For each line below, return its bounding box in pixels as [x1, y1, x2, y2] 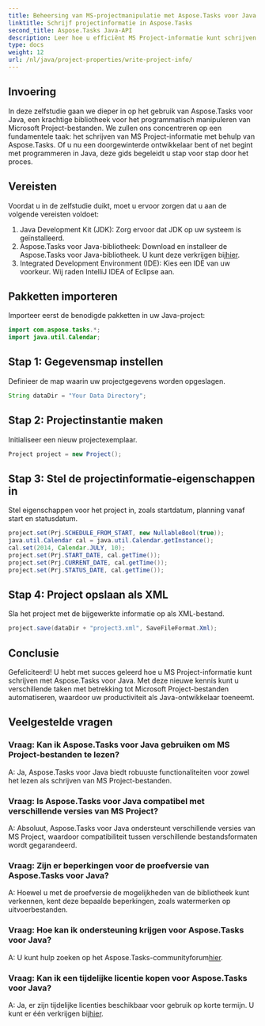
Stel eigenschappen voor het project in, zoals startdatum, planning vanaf [8, 505, 245, 515]
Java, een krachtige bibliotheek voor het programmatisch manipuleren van [8, 114, 251, 124]
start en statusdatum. [8, 514, 78, 523]
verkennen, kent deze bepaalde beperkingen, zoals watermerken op [8, 897, 231, 906]
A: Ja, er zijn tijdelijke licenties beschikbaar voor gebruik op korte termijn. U [8, 1000, 255, 1009]
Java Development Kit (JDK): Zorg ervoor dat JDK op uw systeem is [19, 224, 241, 234]
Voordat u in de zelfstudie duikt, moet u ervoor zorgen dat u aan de [8, 201, 227, 210]
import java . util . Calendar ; [8, 334, 101, 342]
